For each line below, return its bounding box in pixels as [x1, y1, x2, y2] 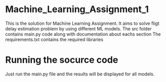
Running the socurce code [5, 54, 118, 66]
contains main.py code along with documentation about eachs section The [5, 31, 161, 37]
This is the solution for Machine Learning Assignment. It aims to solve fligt [5, 20, 159, 26]
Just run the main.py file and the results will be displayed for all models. [5, 71, 155, 77]
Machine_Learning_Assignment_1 [5, 4, 149, 15]
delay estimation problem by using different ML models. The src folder [5, 25, 152, 31]
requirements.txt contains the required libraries [5, 36, 104, 43]
